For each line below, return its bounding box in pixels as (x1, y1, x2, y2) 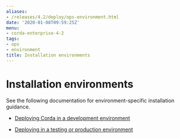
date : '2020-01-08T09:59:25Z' (6, 19, 80, 25)
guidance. (6, 103, 30, 110)
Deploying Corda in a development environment (14, 114, 130, 121)
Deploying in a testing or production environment (14, 126, 133, 133)
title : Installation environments (6, 52, 91, 58)
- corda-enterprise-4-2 (6, 30, 64, 36)
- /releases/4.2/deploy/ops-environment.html (6, 14, 119, 20)
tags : (6, 36, 19, 42)
